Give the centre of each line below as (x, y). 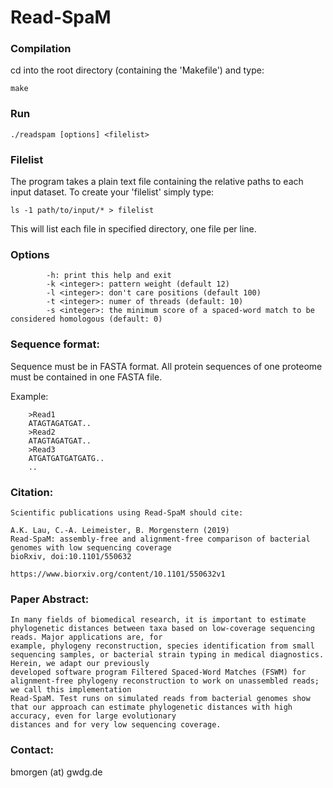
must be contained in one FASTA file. (86, 377)
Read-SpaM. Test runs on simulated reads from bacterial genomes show (160, 699)
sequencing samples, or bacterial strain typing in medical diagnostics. (167, 655)
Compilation (41, 49)
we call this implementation (71, 690)
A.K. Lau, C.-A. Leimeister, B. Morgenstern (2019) (120, 530)
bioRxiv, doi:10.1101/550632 (71, 556)
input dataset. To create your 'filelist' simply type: (112, 192)
